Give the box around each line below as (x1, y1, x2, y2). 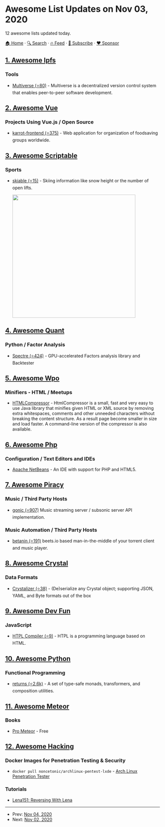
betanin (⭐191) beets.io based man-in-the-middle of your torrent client (12, 538, 155, 544)
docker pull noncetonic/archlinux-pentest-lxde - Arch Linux (12, 768, 137, 774)
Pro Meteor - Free (12, 728, 49, 734)
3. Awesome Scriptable (5, 151, 78, 160)
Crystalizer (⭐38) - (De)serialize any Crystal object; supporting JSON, (12, 585, 154, 592)
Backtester (12, 360, 34, 365)
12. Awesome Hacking (5, 742, 74, 751)
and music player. (12, 545, 48, 551)
